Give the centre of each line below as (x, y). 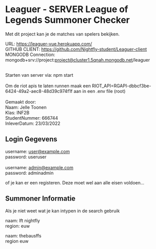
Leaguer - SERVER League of (67, 9)
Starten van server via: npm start (39, 75)
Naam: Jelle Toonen (26, 107)
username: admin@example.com (40, 167)
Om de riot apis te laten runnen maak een (48, 86)
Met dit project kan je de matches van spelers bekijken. (62, 34)
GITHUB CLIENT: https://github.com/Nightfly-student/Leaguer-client (76, 49)
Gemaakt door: (21, 102)
